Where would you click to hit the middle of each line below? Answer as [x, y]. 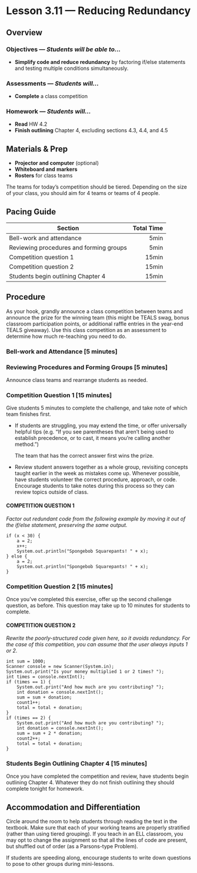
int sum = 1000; [26, 662]
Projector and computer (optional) [56, 163]
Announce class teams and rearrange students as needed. [77, 380]
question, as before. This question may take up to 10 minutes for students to [98, 605]
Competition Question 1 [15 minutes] [59, 395]
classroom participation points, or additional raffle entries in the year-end [95, 324]
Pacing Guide [31, 212]
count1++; [29, 703]
